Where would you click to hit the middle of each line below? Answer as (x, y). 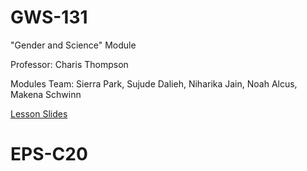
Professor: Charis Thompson (69, 64)
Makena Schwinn (46, 94)
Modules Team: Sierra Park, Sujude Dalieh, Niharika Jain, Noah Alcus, (154, 83)
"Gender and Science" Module (73, 45)
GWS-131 (49, 17)
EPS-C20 (49, 154)
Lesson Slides (39, 113)
